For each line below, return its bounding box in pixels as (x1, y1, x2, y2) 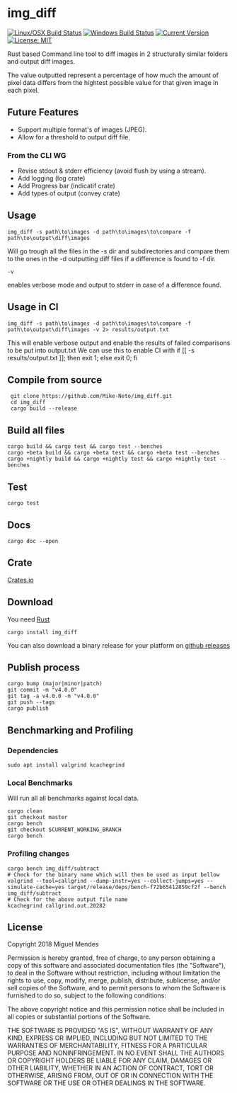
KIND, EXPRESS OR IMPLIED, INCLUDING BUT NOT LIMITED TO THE (7, 1034, 208, 1042)
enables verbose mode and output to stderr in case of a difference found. (7, 280, 221, 289)
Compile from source (7, 374, 103, 387)
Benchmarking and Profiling (7, 724, 134, 736)
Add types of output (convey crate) (17, 189, 120, 198)
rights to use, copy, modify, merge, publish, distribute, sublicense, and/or (7, 976, 221, 985)
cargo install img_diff (7, 629, 78, 636)
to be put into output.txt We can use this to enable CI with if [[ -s (7, 345, 195, 355)
